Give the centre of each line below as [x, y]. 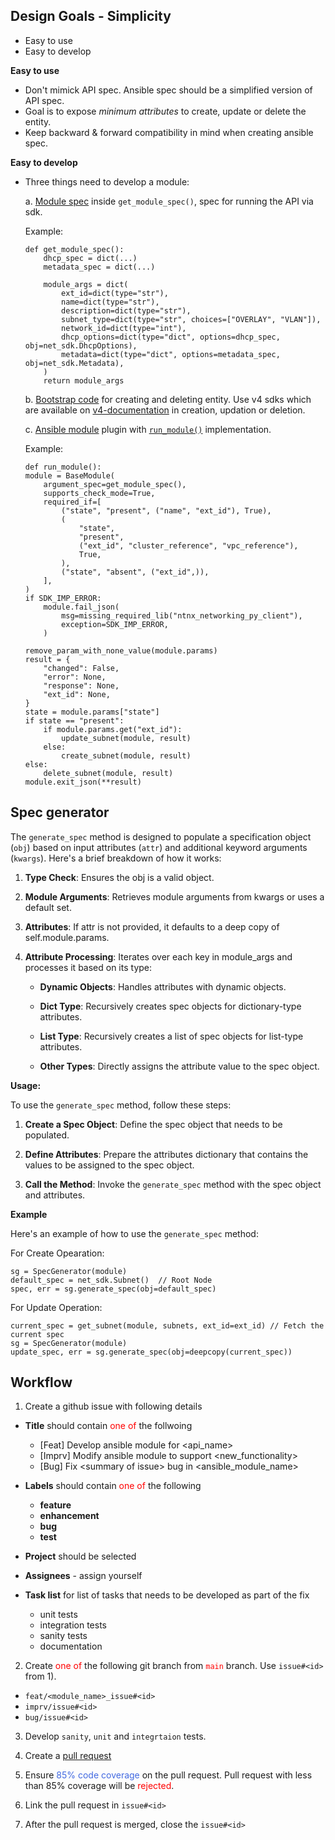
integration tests [73, 1625]
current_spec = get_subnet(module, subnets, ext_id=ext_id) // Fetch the [167, 1325]
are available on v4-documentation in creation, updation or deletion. [165, 410]
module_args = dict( [86, 284]
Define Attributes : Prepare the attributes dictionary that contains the [166, 1154]
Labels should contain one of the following [113, 1486]
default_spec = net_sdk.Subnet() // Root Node [111, 1280]
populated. [47, 1135]
